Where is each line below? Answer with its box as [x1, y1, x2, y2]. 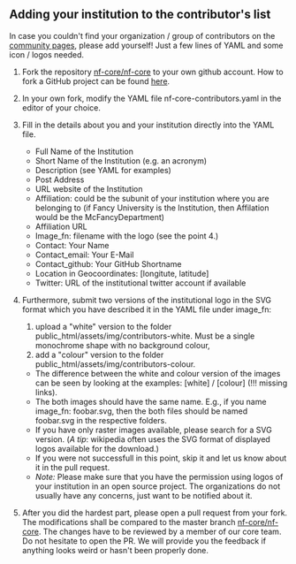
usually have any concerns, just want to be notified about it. [34, 490, 254, 500]
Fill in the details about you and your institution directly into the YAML [21, 119, 275, 130]
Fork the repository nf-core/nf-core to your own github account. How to [21, 66, 285, 77]
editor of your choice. [21, 102, 102, 113]
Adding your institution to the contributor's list [9, 7, 271, 22]
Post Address [34, 174, 85, 185]
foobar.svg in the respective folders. [34, 415, 168, 425]
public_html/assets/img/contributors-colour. [34, 358, 196, 370]
